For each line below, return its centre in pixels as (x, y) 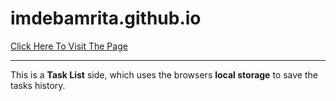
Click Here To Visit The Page (69, 46)
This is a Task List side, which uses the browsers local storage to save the (164, 74)
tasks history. (38, 85)
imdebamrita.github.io (106, 18)
